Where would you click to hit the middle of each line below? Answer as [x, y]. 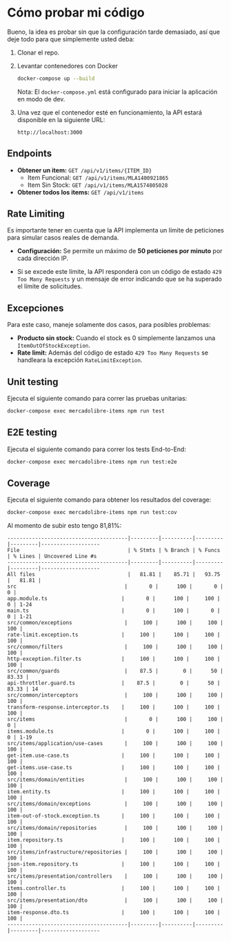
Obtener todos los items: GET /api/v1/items [80, 192]
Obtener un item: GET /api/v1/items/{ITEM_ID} [84, 170]
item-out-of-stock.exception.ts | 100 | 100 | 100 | [114, 816]
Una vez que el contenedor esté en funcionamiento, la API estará [109, 112]
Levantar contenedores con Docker [68, 66]
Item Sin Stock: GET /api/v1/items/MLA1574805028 [98, 185]
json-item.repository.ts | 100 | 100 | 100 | [114, 864]
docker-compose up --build [56, 78]
